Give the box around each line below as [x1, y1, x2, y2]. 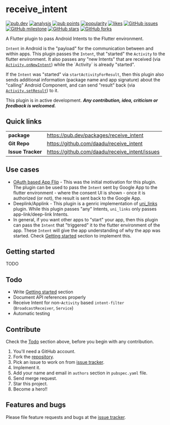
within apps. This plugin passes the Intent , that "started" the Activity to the [6, 51, 165, 57]
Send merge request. [13, 375, 58, 381]
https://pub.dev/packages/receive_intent [47, 132, 144, 139]
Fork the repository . [13, 354, 55, 360]
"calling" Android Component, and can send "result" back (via [6, 82, 136, 88]
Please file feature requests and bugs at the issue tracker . [6, 414, 126, 420]
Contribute [6, 325, 41, 334]
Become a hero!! [13, 386, 48, 392]
